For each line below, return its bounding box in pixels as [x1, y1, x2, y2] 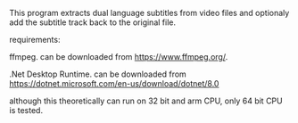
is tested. [9, 105, 43, 115]
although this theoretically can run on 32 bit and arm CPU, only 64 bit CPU [9, 95, 283, 106]
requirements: [9, 35, 61, 45]
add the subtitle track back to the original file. [9, 17, 177, 28]
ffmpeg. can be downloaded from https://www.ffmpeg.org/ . [9, 52, 228, 61]
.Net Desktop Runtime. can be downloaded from [9, 69, 187, 79]
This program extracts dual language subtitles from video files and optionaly [9, 8, 290, 18]
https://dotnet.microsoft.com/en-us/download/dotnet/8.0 [9, 78, 219, 88]
